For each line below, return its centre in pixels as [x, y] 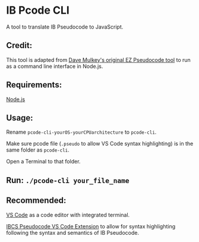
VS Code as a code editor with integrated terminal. [68, 215]
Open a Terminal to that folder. [43, 162]
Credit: [19, 45]
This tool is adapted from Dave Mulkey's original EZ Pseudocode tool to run [99, 59]
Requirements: [34, 85]
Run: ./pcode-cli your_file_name [68, 180]
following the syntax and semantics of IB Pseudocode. [73, 232]
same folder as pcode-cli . [38, 150]
